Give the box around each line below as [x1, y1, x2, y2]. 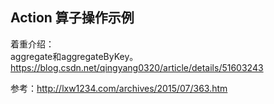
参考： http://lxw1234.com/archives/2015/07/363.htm [10, 82, 228, 94]
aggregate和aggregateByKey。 [10, 50, 139, 62]
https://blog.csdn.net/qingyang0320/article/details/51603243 [10, 61, 264, 73]
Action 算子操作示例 [10, 9, 135, 27]
